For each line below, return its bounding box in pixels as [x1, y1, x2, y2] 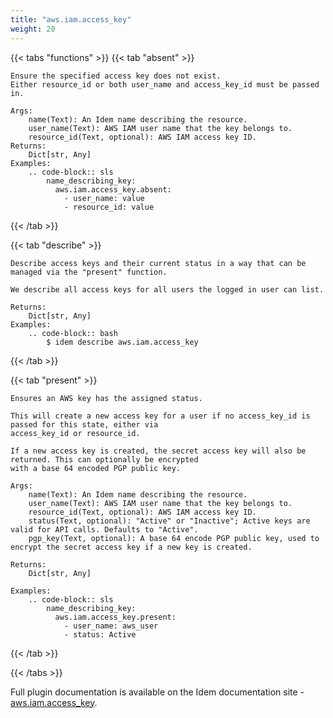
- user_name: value [63, 193, 145, 203]
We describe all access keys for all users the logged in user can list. [10, 284, 325, 295]
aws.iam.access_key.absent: [54, 184, 172, 195]
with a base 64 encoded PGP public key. [10, 463, 182, 473]
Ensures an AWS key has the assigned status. [10, 393, 203, 403]
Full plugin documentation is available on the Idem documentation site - [10, 686, 305, 698]
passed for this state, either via [10, 419, 159, 430]
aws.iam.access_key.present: [54, 612, 177, 622]
